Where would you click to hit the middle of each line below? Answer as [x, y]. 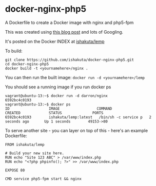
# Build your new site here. [35, 153]
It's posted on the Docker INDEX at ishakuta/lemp [55, 41]
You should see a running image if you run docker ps [58, 87]
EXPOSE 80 [15, 170]
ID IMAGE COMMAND [58, 108]
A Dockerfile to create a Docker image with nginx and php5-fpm [69, 22]
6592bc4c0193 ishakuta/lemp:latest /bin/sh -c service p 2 [78, 117]
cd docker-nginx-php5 [27, 64]
